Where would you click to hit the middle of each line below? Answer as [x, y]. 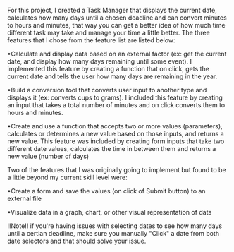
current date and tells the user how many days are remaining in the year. [112, 76]
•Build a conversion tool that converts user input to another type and [107, 90]
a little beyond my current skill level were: [68, 177]
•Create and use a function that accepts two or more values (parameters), [115, 126]
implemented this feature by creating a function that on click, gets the [109, 69]
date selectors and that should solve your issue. [77, 241]
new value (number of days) [48, 156]
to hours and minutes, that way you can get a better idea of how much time [116, 25]
